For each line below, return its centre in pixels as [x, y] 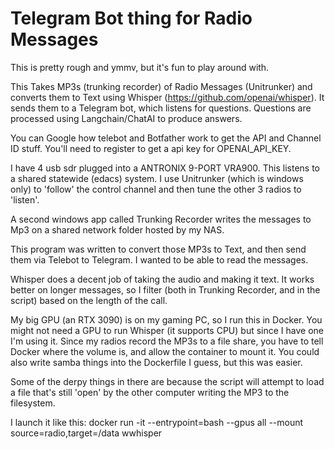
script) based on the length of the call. [89, 300]
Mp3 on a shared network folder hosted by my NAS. [117, 229]
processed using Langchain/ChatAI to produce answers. [126, 118]
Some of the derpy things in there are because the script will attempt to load [167, 381]
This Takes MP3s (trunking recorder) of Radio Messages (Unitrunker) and [161, 86]
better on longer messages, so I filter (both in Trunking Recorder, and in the [165, 289]
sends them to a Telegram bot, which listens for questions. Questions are [161, 108]
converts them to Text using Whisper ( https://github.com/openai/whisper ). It [167, 97]
